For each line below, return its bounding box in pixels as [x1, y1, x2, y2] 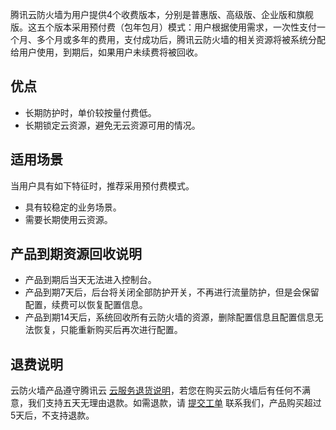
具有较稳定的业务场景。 [24, 201, 122, 213]
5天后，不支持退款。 [10, 409, 95, 422]
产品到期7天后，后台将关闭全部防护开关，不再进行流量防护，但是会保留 [24, 286, 320, 298]
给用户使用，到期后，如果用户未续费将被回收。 [10, 46, 203, 58]
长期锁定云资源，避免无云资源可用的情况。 [24, 119, 201, 131]
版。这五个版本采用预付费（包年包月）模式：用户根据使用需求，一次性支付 [10, 21, 317, 33]
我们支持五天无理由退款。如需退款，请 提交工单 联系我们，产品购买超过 [27, 397, 322, 409]
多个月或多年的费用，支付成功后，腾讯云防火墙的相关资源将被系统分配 [36, 34, 326, 45]
